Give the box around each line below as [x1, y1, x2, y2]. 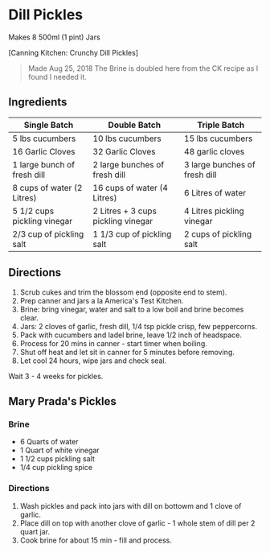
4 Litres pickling [183, 205, 245, 217]
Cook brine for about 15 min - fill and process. [19, 535, 173, 545]
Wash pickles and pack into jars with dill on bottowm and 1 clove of [19, 501, 242, 510]
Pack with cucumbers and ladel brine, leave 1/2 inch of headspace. [19, 330, 243, 340]
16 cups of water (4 [92, 182, 169, 193]
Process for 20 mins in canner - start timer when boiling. [19, 338, 207, 348]
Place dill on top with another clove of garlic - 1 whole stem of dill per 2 [19, 518, 256, 528]
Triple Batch [196, 119, 245, 130]
